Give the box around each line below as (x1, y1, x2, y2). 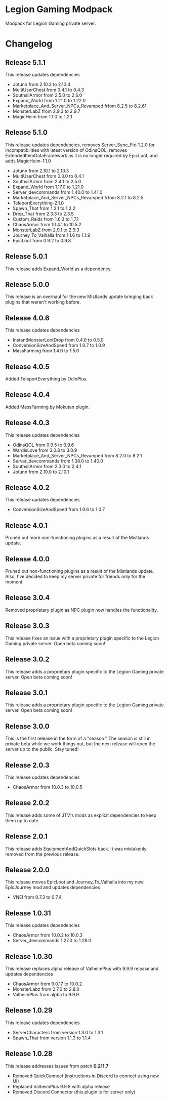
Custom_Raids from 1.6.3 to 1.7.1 (12, 216, 79, 222)
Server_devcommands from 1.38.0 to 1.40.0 (12, 458, 103, 464)
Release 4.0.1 (5, 521, 48, 530)
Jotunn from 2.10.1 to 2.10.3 (12, 167, 69, 174)
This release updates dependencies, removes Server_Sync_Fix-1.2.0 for (5, 142, 155, 148)
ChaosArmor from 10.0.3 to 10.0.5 (12, 784, 82, 790)
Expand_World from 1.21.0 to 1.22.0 (12, 97, 86, 103)
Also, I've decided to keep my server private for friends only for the (5, 573, 146, 580)
